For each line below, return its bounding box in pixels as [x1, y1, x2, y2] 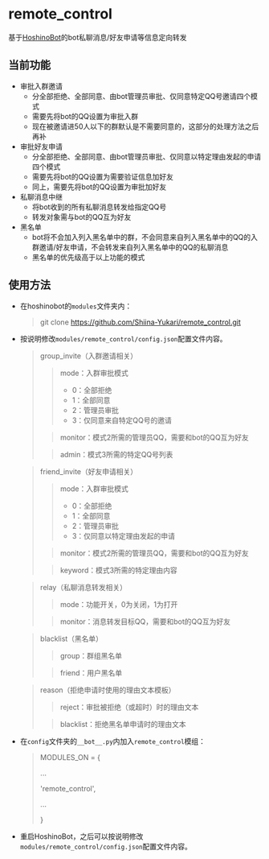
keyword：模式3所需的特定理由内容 [59, 565, 178, 575]
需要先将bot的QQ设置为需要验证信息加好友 [31, 171, 174, 181]
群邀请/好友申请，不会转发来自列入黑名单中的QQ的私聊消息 [31, 242, 229, 252]
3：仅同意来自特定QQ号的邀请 [71, 415, 173, 425]
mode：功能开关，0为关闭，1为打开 [59, 599, 178, 609]
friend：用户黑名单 [59, 667, 123, 677]
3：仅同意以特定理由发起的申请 [71, 531, 175, 540]
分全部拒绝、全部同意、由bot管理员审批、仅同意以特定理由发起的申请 [31, 151, 262, 161]
